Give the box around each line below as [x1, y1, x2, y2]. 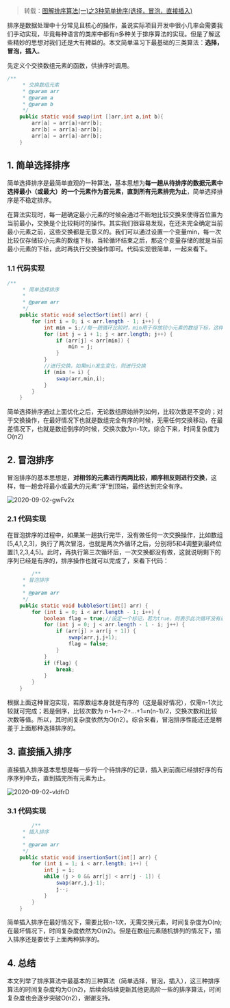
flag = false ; [68, 641, 109, 648]
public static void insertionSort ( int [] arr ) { [19, 854, 157, 861]
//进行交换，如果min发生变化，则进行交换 [43, 362, 146, 369]
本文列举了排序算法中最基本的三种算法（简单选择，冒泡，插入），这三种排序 [7, 976, 220, 985]
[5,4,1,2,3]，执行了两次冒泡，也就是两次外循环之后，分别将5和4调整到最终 [7, 539, 216, 548]
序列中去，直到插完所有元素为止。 [12, 774, 110, 782]
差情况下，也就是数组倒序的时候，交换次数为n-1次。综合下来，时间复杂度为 [7, 425, 220, 433]
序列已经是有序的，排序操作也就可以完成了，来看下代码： [7, 556, 169, 565]
